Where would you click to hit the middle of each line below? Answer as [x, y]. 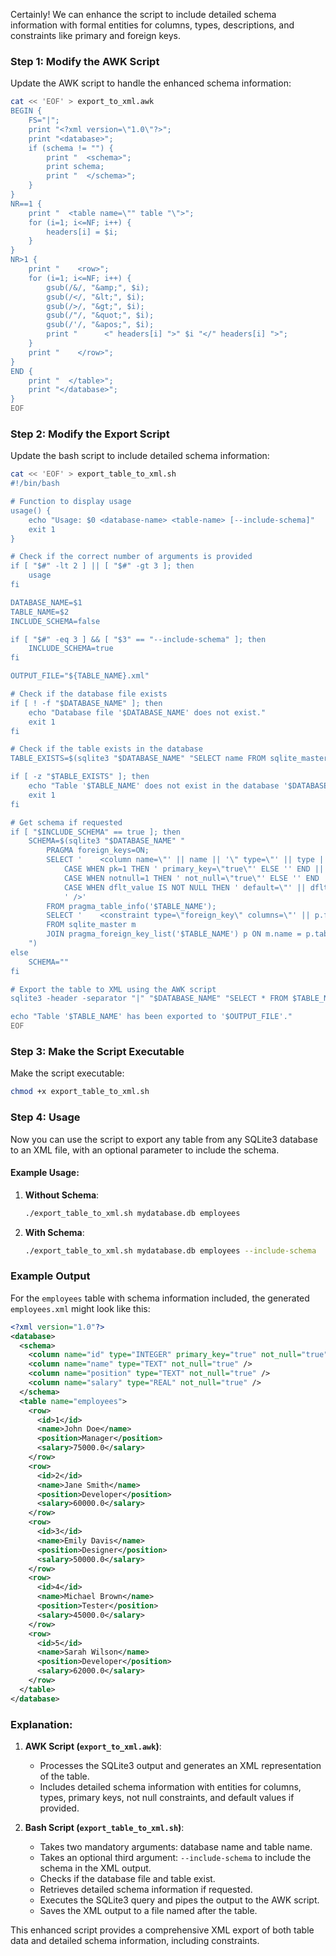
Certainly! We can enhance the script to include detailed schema [143, 14]
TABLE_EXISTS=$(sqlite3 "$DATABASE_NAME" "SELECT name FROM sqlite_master [169, 759]
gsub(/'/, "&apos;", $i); [100, 325]
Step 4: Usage [45, 1117]
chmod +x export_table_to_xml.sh [80, 1092]
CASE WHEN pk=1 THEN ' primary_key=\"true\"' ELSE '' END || [194, 869]
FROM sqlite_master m [91, 925]
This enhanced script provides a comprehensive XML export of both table [162, 1930]
